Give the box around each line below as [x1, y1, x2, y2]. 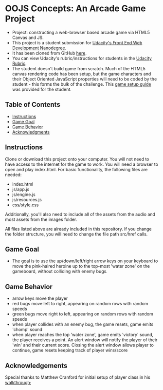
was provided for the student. [12, 86, 72, 92]
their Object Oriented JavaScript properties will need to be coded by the [12, 76, 157, 82]
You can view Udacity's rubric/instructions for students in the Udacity [12, 55, 152, 61]
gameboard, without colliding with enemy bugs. [12, 269, 108, 274]
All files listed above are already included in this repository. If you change [5, 226, 152, 232]
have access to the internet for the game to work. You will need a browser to [5, 161, 158, 167]
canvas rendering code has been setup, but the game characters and [12, 71, 151, 77]
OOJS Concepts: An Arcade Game [5, 3, 146, 14]
